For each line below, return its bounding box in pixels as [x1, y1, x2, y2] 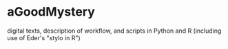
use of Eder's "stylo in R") [7, 33, 81, 42]
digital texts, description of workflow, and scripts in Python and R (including [7, 27, 222, 35]
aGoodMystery [7, 4, 95, 20]
